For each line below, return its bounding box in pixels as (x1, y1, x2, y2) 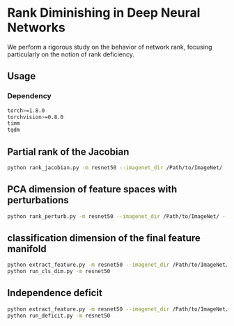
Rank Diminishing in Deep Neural (7, 5, 201, 21)
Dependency (7, 91, 52, 101)
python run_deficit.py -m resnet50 (7, 312, 111, 319)
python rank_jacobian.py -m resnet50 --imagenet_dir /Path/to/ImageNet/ (7, 164, 223, 171)
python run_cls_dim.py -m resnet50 (7, 268, 111, 275)
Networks (7, 20, 66, 36)
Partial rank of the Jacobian (7, 146, 130, 157)
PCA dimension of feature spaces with (7, 183, 178, 196)
